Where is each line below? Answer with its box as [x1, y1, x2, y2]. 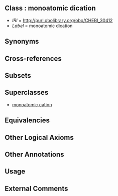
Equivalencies [5, 116, 50, 125]
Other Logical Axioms [5, 133, 74, 142]
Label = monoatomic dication [12, 23, 73, 29]
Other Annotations [5, 150, 64, 158]
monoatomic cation [12, 101, 52, 107]
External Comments [5, 184, 68, 192]
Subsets [5, 71, 31, 80]
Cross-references [5, 54, 62, 63]
